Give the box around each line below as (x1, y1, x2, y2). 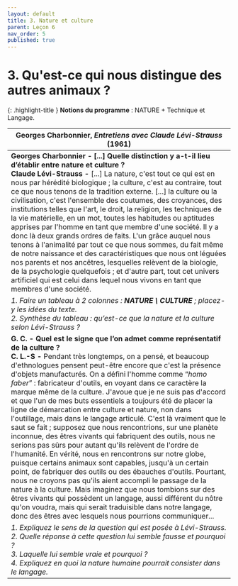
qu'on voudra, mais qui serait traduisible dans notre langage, (11, 502, 212, 512)
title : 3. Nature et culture (7, 17, 93, 24)
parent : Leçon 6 (7, 23, 55, 31)
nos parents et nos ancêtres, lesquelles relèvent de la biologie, (11, 258, 218, 267)
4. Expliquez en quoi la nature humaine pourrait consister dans (11, 558, 221, 568)
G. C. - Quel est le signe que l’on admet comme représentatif (11, 334, 222, 344)
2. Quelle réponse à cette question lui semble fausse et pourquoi (11, 531, 226, 541)
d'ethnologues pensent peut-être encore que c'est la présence (11, 360, 222, 370)
